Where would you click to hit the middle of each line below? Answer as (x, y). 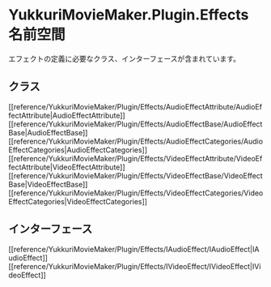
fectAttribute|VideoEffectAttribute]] (67, 167)
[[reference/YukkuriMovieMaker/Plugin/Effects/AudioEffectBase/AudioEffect (135, 124)
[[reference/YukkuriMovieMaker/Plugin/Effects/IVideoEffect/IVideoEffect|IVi (135, 266)
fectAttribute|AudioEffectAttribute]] (67, 115)
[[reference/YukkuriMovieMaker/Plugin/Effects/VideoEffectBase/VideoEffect (135, 175)
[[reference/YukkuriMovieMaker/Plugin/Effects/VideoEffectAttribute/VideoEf (135, 158)
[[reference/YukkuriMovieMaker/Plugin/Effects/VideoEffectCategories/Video (136, 193)
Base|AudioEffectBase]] (48, 132)
